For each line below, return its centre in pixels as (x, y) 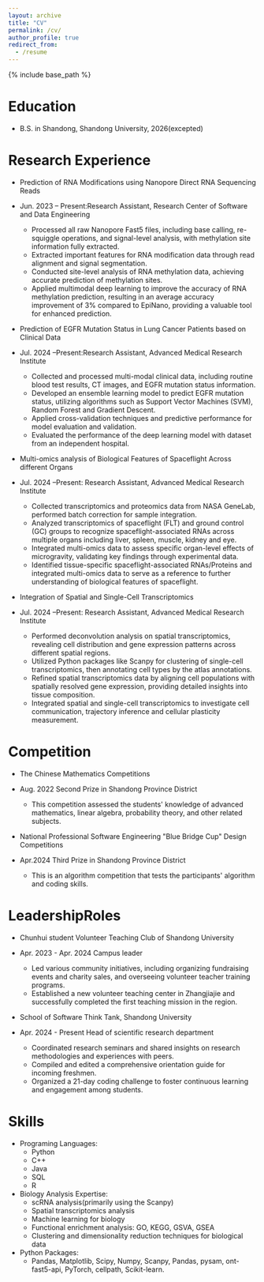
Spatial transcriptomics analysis (83, 1210)
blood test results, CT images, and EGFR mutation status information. (143, 385)
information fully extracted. (75, 246)
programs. (48, 985)
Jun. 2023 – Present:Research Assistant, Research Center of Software (134, 205)
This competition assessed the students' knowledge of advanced (138, 804)
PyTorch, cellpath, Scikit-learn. (114, 1269)
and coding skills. (60, 883)
